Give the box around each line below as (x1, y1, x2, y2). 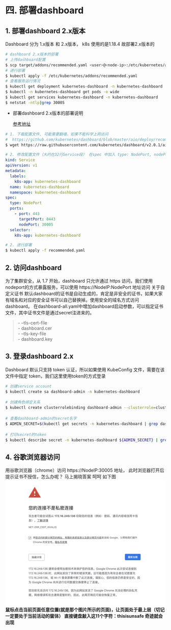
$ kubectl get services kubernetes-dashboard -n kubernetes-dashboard (5, 95, 158, 100)
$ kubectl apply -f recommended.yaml (5, 248, 85, 253)
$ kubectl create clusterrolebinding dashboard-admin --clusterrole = (5, 405, 156, 410)
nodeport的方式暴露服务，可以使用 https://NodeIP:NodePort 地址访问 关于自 (5, 284, 165, 290)
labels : (10, 174, 26, 179)
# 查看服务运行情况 (5, 78, 41, 84)
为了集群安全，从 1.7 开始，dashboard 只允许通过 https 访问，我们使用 (5, 278, 153, 284)
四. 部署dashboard (5, 5, 84, 16)
